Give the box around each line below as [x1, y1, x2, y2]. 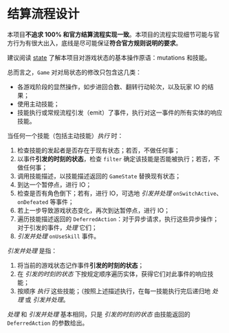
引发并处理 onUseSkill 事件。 [17, 231, 100, 240]
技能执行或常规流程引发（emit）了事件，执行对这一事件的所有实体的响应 [17, 108, 223, 117]
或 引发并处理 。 [25, 295, 69, 303]
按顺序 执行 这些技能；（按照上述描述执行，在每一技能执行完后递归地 [17, 286, 211, 295]
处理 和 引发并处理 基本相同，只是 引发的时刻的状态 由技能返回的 [7, 310, 190, 318]
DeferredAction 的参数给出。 [7, 319, 89, 327]
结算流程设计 [7, 6, 80, 22]
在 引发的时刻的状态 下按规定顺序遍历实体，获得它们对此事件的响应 [17, 269, 208, 278]
